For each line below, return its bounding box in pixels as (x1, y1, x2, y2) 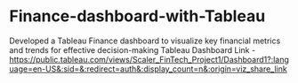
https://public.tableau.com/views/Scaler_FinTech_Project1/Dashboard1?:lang (9, 54, 289, 64)
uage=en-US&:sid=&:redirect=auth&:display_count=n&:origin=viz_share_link (9, 64, 287, 74)
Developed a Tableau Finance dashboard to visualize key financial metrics (9, 35, 281, 46)
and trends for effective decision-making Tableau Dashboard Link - (9, 44, 256, 55)
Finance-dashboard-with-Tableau (9, 6, 266, 26)
